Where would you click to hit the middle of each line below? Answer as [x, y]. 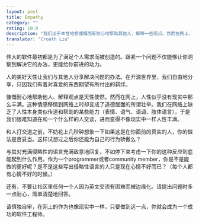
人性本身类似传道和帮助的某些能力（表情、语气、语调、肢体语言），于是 [103, 111]
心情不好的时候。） [33, 174]
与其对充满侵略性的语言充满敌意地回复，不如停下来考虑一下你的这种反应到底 [99, 152]
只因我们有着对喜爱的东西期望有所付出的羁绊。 [73, 84]
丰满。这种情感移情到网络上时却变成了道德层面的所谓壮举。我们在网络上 [99, 104]
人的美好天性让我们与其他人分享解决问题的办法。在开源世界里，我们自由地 [97, 77]
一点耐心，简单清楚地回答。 [40, 194]
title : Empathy [25, 17]
